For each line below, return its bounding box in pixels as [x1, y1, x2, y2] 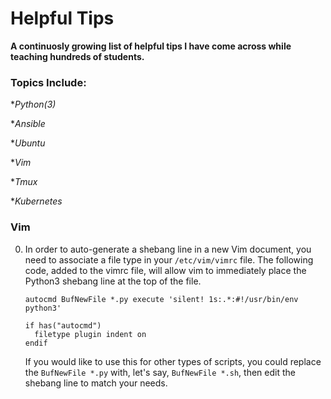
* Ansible [10, 118, 46, 130]
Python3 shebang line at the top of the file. [24, 275, 202, 287]
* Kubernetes [10, 195, 63, 207]
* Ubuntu [10, 137, 46, 149]
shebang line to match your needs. [24, 377, 168, 389]
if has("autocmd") [24, 320, 102, 331]
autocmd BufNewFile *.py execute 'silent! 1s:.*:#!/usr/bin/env [24, 294, 299, 304]
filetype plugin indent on [34, 329, 147, 339]
